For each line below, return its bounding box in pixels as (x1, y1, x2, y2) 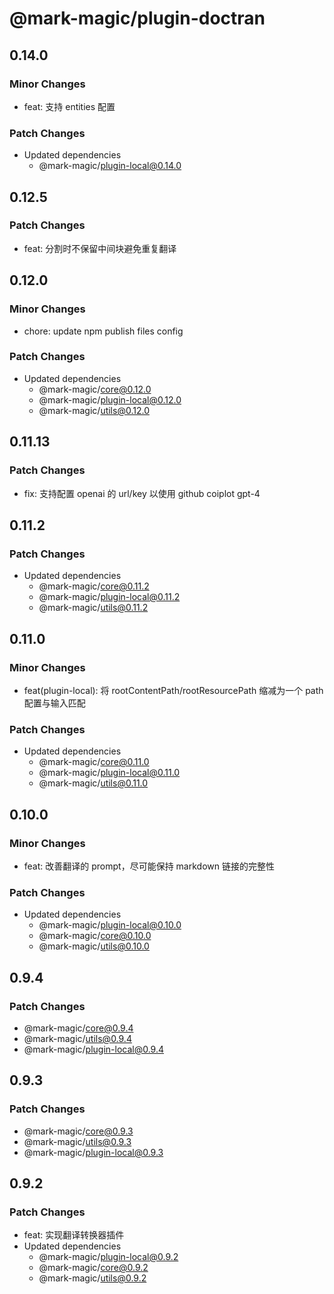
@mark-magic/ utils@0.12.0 (38, 404, 150, 416)
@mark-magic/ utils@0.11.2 (38, 602, 149, 614)
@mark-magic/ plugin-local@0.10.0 (38, 919, 182, 931)
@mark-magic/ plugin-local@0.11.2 (38, 591, 181, 603)
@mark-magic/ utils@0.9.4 (23, 1032, 132, 1044)
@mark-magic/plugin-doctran (9, 7, 266, 30)
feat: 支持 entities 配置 (23, 100, 116, 112)
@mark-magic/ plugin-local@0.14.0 (38, 160, 182, 172)
